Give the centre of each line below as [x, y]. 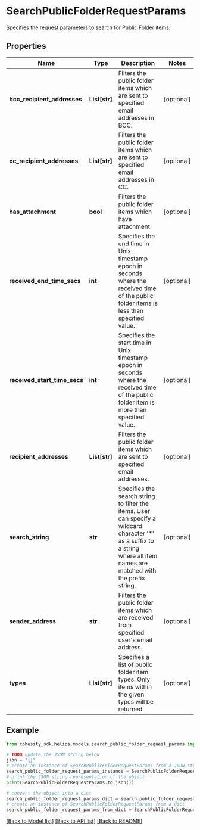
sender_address [33, 621]
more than [132, 409]
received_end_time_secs [45, 281]
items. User [134, 511]
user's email [135, 640]
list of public [135, 664]
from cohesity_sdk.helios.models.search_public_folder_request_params [96, 744]
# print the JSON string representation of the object [76, 777]
